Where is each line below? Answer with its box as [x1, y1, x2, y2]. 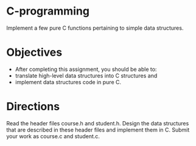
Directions [6, 100, 60, 113]
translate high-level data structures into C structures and [15, 71, 158, 79]
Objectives [6, 45, 63, 59]
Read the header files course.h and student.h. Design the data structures [6, 119, 189, 127]
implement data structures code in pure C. [15, 78, 122, 85]
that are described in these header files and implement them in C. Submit [6, 126, 190, 133]
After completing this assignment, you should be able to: [15, 65, 157, 73]
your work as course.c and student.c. [6, 132, 100, 140]
